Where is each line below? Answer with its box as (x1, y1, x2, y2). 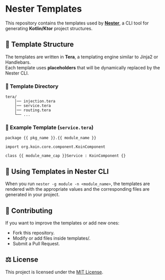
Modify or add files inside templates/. (12, 235, 91, 241)
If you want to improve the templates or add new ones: (5, 220, 120, 226)
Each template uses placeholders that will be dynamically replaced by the (5, 64, 160, 70)
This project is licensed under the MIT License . (5, 269, 104, 275)
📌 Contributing (5, 206, 53, 215)
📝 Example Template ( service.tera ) (5, 123, 94, 131)
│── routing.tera (14, 108, 51, 113)
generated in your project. (5, 192, 60, 198)
